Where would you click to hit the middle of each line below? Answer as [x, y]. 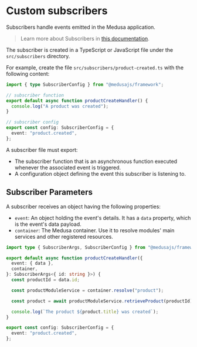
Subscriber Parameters [49, 192]
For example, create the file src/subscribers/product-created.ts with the [95, 67]
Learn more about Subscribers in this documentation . [85, 38]
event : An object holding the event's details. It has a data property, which [103, 218]
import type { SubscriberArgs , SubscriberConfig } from [76, 247]
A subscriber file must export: [42, 150]
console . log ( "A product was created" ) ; [60, 106]
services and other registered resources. [64, 236]
